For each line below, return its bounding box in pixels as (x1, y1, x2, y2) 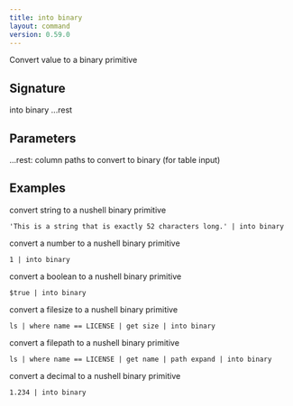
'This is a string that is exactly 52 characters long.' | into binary (9, 221, 284, 230)
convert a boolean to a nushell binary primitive (9, 271, 182, 282)
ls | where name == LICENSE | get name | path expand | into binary (9, 355, 272, 364)
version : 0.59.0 (9, 30, 70, 39)
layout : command (9, 22, 70, 31)
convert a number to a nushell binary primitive (9, 238, 180, 248)
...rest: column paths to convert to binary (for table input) (9, 155, 221, 165)
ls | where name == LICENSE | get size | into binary (9, 321, 216, 330)
